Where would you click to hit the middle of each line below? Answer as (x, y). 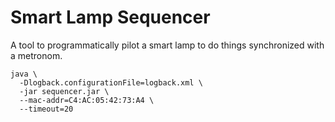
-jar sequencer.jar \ (64, 91)
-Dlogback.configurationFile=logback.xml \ (111, 82)
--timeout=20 (46, 109)
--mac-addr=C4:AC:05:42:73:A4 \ (87, 100)
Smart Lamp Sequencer (110, 17)
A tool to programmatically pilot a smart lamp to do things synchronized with (167, 45)
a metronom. (36, 55)
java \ (24, 74)
